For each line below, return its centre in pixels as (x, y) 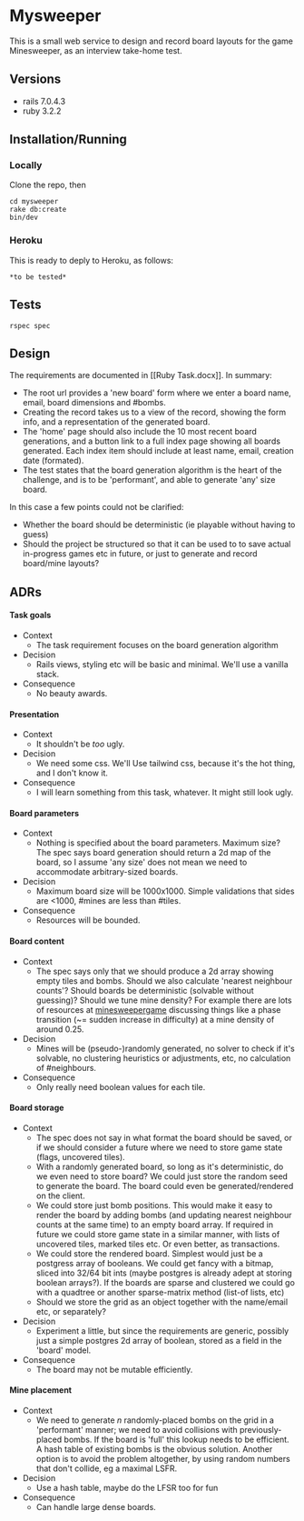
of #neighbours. (66, 1067)
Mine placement (41, 1390)
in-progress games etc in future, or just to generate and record (140, 554)
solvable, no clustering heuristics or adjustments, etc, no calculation (163, 1058)
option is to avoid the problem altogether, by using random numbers (163, 1458)
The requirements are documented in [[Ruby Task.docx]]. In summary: (141, 375)
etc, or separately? (71, 1311)
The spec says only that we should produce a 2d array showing (155, 971)
